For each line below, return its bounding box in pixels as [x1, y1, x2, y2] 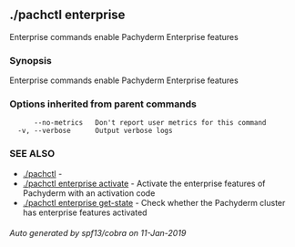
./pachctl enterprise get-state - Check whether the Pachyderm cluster [22, 197, 286, 208]
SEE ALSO [9, 148, 56, 160]
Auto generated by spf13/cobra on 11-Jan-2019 [9, 228, 187, 239]
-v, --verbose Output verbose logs [17, 127, 173, 136]
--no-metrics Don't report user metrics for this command [33, 118, 267, 128]
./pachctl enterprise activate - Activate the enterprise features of [22, 178, 266, 189]
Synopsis [9, 54, 52, 67]
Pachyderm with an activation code [22, 187, 156, 199]
